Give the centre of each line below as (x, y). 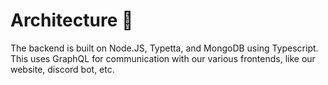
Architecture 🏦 (72, 20)
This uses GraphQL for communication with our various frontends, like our (163, 58)
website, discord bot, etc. (62, 69)
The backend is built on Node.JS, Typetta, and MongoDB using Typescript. (164, 48)
